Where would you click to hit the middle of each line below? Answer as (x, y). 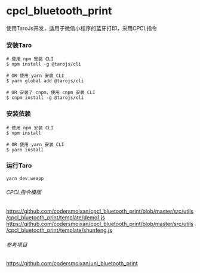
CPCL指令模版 (24, 193)
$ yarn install (25, 150)
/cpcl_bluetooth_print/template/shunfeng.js (59, 230)
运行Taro (19, 166)
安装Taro (19, 45)
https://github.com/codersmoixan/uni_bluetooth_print (72, 263)
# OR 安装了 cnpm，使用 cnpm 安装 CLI (51, 93)
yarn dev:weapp (25, 178)
